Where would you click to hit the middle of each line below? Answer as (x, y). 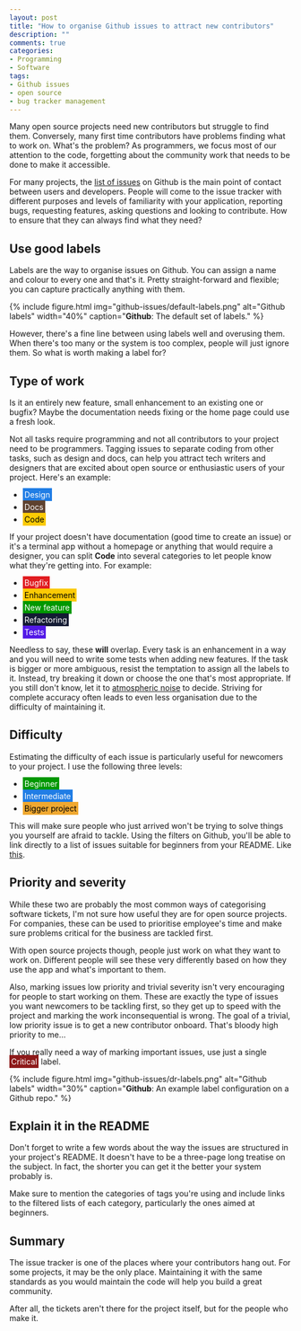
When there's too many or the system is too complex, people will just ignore (149, 343)
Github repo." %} (40, 1097)
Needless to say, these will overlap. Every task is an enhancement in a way (148, 649)
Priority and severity (68, 882)
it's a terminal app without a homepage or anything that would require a (141, 546)
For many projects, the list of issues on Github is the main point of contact (146, 182)
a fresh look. (32, 422)
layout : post (34, 18)
